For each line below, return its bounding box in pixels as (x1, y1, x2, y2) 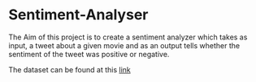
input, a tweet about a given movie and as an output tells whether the (8, 40, 241, 50)
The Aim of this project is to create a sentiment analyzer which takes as (8, 32, 248, 42)
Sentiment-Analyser (8, 6, 149, 24)
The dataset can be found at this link (8, 64, 132, 74)
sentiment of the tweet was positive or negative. (8, 49, 170, 59)
